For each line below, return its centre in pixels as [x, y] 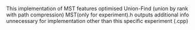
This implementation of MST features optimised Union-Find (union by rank [97, 9]
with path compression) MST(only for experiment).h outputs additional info [97, 15]
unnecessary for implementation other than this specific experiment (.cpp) [97, 21]
